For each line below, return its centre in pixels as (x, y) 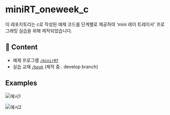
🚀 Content (22, 47)
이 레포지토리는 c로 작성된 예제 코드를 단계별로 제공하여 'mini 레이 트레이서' (80, 24)
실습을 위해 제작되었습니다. (45, 31)
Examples (21, 83)
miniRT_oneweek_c (47, 9)
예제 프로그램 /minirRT (35, 60)
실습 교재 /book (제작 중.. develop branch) (55, 66)
